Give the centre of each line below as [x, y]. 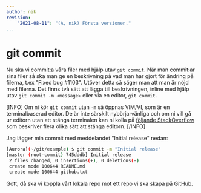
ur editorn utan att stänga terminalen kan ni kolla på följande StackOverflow [100, 120]
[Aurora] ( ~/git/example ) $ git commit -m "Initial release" [84, 149]
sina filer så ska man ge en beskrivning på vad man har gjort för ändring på [100, 76]
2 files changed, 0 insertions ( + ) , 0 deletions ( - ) [74, 161]
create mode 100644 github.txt [48, 172]
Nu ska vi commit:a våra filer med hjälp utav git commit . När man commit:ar [100, 70]
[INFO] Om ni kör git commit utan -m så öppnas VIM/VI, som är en [88, 107]
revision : [19, 18]
